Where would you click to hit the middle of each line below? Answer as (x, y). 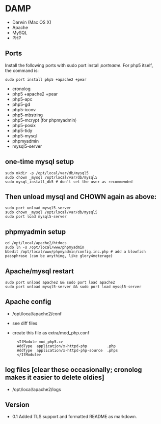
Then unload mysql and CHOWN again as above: (81, 197)
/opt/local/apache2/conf (37, 314)
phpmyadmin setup (36, 232)
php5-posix (24, 125)
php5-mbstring (27, 115)
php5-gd (21, 104)
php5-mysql (25, 135)
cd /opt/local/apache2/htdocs (36, 243)
